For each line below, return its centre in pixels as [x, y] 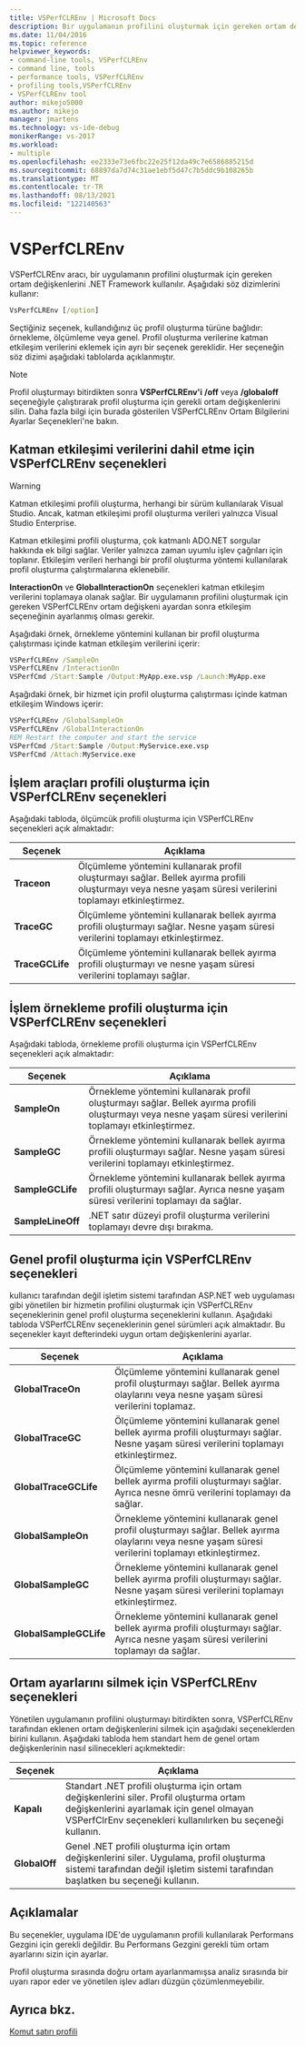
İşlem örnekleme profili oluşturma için [119, 1008]
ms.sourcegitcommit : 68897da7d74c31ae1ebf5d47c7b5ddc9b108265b [132, 170]
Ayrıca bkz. [42, 2009]
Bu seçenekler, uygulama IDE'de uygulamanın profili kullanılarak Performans [152, 1934]
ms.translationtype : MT [54, 178]
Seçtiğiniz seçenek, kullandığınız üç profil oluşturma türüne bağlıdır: [136, 328]
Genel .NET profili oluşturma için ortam [148, 1846]
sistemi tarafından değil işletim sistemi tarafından [169, 1869]
